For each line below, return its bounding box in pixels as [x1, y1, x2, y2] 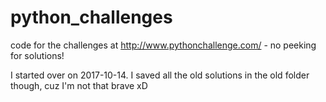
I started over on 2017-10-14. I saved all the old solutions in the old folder [10, 69, 310, 81]
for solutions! [10, 49, 65, 61]
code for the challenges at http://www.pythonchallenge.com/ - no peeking [10, 39, 317, 51]
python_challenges [10, 6, 173, 29]
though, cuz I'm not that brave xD [10, 79, 148, 91]
